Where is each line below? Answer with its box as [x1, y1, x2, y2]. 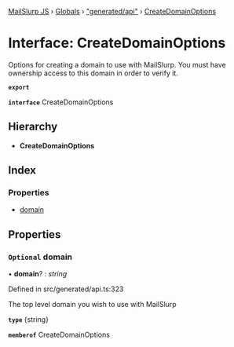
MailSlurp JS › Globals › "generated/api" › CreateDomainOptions [8, 7, 217, 16]
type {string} [8, 315, 49, 324]
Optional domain [8, 251, 73, 262]
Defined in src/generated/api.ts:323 [8, 284, 124, 294]
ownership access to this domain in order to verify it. [8, 68, 178, 78]
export [8, 83, 30, 91]
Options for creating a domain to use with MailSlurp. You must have [8, 60, 226, 69]
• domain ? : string [8, 269, 68, 279]
